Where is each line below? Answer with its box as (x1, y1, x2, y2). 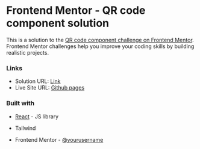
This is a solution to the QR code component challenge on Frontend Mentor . (6, 36, 194, 43)
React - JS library (14, 112, 59, 120)
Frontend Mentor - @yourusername (14, 136, 104, 143)
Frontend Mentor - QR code (6, 4, 146, 17)
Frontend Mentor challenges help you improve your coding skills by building (6, 43, 195, 50)
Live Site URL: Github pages (14, 84, 85, 91)
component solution (6, 16, 110, 30)
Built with (6, 99, 35, 108)
